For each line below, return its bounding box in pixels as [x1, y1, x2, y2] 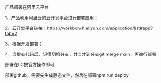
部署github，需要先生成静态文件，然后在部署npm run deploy [5, 72, 129, 78]
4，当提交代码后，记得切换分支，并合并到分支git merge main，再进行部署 [5, 51, 157, 57]
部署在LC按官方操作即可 [5, 62, 55, 67]
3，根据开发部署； [5, 41, 43, 47]
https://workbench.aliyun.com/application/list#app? [47, 25, 153, 31]
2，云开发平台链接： [5, 25, 47, 31]
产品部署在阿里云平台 [5, 4, 49, 10]
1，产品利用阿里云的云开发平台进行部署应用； [5, 15, 98, 21]
